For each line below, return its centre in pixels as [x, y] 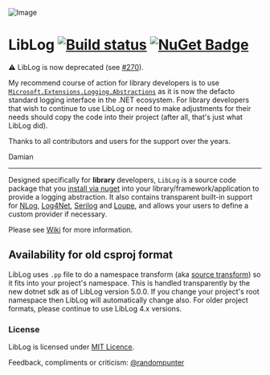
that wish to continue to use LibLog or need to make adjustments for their [130, 108]
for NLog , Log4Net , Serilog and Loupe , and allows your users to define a [129, 205]
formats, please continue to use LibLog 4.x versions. [95, 308]
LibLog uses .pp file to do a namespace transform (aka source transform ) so [135, 274]
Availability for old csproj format [91, 255]
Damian [21, 156]
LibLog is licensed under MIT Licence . [72, 347]
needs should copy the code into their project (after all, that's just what [126, 117]
